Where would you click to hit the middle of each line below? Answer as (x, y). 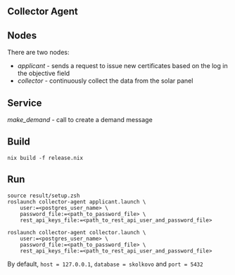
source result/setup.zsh (44, 196)
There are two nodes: (38, 53)
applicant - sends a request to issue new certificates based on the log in (122, 66)
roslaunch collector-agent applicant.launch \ (77, 202)
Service (25, 103)
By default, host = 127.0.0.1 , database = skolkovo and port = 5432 (105, 264)
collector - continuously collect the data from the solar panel (105, 81)
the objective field (44, 74)
